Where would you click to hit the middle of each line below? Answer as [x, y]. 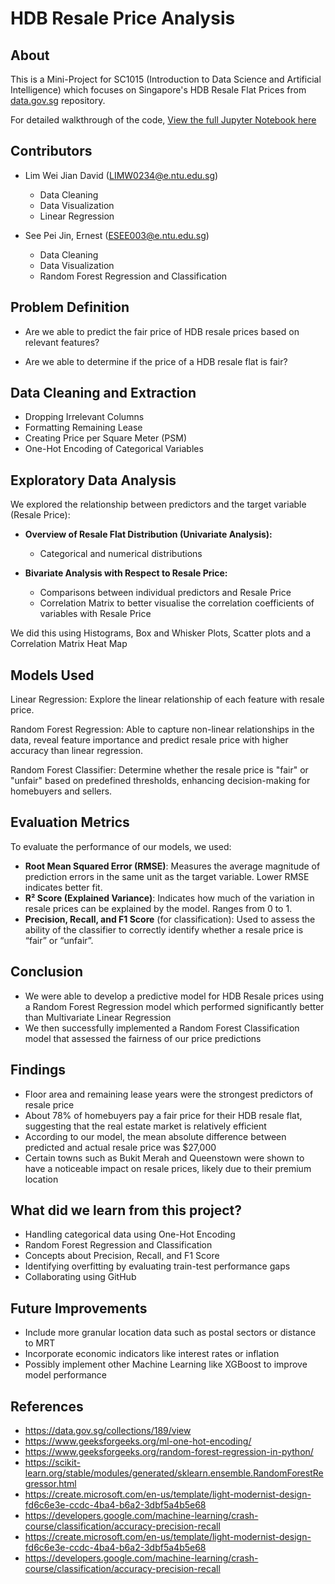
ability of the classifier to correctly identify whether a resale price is [164, 929]
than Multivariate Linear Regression [98, 1017]
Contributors [51, 151]
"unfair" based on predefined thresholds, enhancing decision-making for [160, 781]
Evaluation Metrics [70, 822]
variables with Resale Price [95, 614]
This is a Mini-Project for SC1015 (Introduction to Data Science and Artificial [166, 79]
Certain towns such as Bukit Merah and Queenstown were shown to [164, 1158]
